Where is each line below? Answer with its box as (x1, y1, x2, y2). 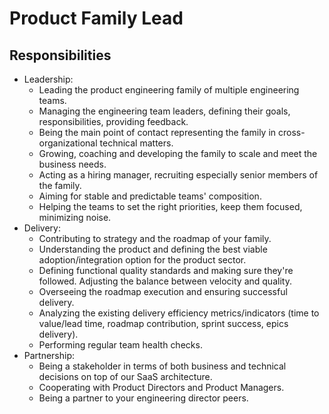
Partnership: (23, 350, 76, 361)
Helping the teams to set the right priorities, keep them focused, (38, 201, 303, 212)
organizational (38, 137, 98, 149)
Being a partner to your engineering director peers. (38, 392, 249, 404)
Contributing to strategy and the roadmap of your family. (38, 233, 272, 244)
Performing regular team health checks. (38, 339, 203, 351)
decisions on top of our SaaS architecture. (38, 371, 213, 382)
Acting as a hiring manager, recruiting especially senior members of (38, 169, 319, 181)
